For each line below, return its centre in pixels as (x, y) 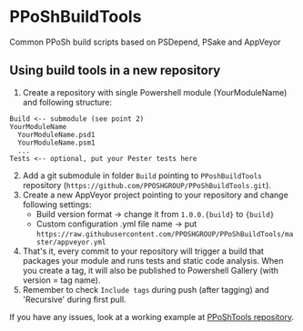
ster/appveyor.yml (71, 242)
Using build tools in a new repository (115, 70)
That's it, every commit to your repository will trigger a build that (143, 251)
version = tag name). (61, 280)
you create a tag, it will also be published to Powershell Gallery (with (151, 270)
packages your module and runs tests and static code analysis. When (153, 260)
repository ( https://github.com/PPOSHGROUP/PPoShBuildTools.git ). (146, 185)
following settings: (57, 204)
